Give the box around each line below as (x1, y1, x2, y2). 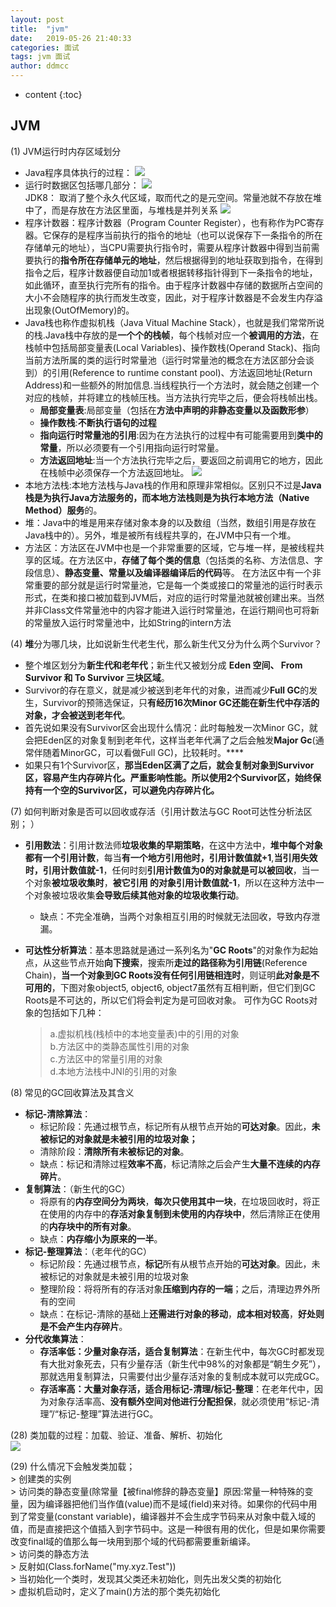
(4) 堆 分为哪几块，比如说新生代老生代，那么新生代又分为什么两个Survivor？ (10, 637, 323, 650)
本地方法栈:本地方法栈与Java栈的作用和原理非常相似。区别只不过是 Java (24, 479, 322, 491)
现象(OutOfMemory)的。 (33, 304, 135, 316)
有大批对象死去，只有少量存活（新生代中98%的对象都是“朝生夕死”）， (39, 1357, 327, 1370)
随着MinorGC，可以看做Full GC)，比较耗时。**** (42, 746, 245, 758)
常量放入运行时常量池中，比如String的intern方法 (33, 616, 232, 628)
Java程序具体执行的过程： (24, 166, 133, 178)
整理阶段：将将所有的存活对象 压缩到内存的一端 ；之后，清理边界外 (39, 1282, 312, 1295)
